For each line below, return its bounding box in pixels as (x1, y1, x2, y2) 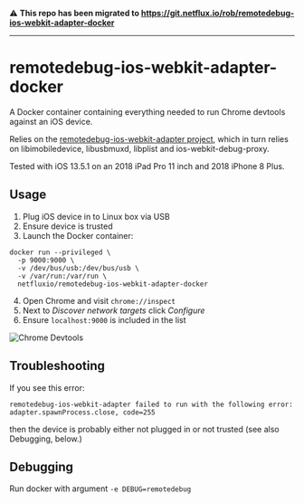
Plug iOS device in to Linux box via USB (22, 211, 170, 222)
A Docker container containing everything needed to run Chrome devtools (9, 106, 286, 117)
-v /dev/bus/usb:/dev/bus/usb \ (17, 263, 140, 272)
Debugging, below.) (9, 433, 83, 444)
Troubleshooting (9, 358, 106, 374)
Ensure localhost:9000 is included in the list (22, 314, 187, 325)
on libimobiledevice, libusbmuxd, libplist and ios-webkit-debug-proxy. (9, 143, 270, 154)
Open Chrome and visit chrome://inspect (22, 295, 176, 306)
